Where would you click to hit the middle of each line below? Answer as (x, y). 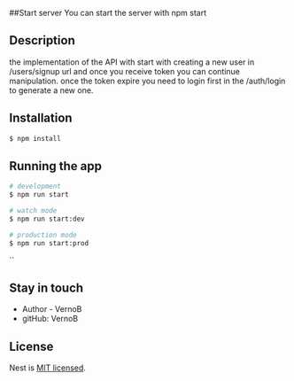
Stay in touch (46, 288)
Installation (41, 118)
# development (35, 187)
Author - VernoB (52, 309)
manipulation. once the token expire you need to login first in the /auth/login (147, 81)
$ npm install (35, 138)
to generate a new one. (51, 90)
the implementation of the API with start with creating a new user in (132, 62)
